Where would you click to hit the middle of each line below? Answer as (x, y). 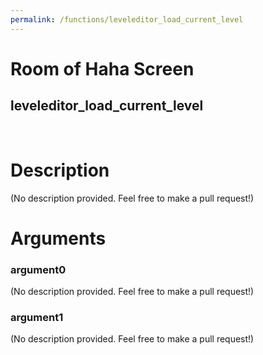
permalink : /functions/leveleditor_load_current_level (127, 19)
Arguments (58, 238)
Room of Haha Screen (102, 68)
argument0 (38, 269)
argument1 (37, 317)
